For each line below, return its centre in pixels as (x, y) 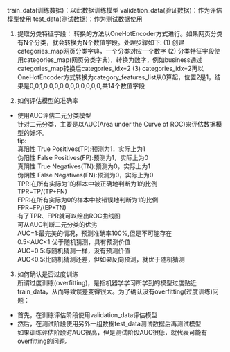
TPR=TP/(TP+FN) (42, 191)
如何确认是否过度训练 (47, 274)
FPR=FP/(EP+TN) (42, 208)
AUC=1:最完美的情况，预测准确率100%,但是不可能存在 (94, 233)
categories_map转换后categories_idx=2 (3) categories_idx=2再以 (110, 69)
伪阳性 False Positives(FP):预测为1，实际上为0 (83, 158)
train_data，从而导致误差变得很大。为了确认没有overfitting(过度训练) (115, 291)
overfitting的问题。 (44, 341)
